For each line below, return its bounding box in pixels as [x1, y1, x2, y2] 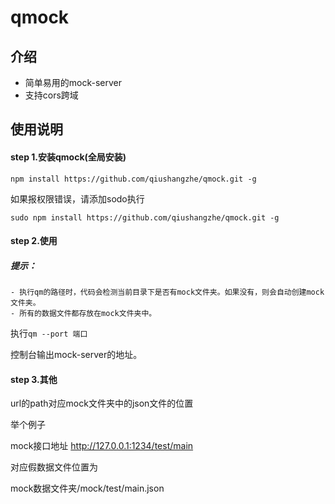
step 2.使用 [10, 235, 58, 247]
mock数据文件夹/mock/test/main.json [10, 482, 165, 495]
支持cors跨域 [24, 89, 79, 101]
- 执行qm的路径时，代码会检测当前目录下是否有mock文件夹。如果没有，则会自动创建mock [10, 287, 325, 298]
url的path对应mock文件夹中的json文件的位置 [10, 397, 194, 410]
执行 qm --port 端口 [10, 327, 88, 340]
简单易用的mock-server [24, 77, 123, 88]
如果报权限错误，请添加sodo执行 [10, 192, 145, 205]
